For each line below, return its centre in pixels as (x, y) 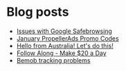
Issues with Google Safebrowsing (64, 31)
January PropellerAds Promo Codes (67, 38)
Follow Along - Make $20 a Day (61, 53)
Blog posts (38, 12)
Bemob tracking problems (53, 60)
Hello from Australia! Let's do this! (65, 45)
